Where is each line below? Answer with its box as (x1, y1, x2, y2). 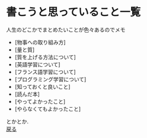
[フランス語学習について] (14, 68, 76, 75)
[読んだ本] (14, 90, 40, 98)
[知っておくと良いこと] (14, 83, 71, 90)
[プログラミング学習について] (14, 75, 87, 83)
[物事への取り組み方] (14, 38, 66, 46)
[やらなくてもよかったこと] (14, 105, 81, 113)
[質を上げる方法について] (14, 53, 76, 60)
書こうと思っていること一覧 (6, 5, 141, 19)
